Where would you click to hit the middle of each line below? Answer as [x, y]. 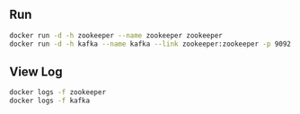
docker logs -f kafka [50, 101]
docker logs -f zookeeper [57, 92]
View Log [36, 71]
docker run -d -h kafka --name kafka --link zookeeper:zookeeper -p [140, 44]
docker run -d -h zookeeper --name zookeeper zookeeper [116, 35]
